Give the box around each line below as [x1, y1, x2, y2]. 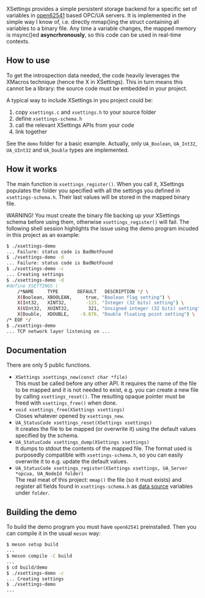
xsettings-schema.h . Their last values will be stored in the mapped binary [6, 193, 190, 201]
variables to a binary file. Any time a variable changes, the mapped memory [6, 24, 196, 32]
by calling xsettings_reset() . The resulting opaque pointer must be [15, 393, 185, 400]
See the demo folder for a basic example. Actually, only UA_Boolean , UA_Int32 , [6, 140, 197, 147]
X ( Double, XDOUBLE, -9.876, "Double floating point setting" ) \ [17, 312, 195, 318]
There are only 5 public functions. [6, 361, 92, 369]
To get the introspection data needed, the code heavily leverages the [6, 72, 180, 79]
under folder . [15, 489, 50, 496]
